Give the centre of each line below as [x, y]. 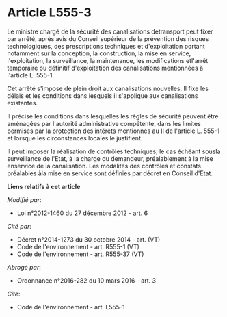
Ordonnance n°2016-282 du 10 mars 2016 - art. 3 [86, 280]
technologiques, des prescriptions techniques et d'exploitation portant [106, 46]
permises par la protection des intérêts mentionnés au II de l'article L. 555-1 [113, 131]
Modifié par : [25, 199]
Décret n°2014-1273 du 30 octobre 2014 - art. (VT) [89, 239]
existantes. [23, 103]
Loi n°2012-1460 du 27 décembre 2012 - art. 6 [82, 213]
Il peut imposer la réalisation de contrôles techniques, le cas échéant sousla [114, 151]
